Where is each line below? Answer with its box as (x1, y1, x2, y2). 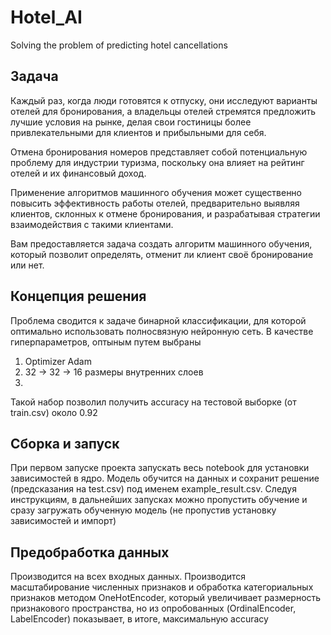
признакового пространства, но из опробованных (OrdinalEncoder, (10, 602, 297, 615)
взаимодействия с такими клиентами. (10, 218, 174, 230)
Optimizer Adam (24, 355, 92, 367)
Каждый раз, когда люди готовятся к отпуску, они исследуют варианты (10, 94, 318, 106)
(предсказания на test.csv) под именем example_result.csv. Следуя (10, 483, 297, 495)
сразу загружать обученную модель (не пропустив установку (10, 504, 277, 516)
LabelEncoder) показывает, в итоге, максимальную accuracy (10, 613, 269, 625)
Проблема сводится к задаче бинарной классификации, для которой (10, 314, 307, 326)
